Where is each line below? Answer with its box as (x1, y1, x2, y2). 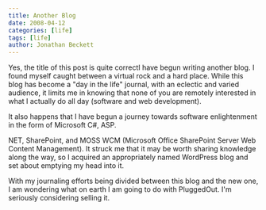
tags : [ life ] (8, 33, 52, 42)
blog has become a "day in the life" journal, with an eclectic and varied (8, 80, 240, 90)
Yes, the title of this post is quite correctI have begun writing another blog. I (8, 63, 255, 72)
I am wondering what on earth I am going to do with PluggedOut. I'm (8, 185, 232, 194)
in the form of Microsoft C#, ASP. (8, 120, 117, 130)
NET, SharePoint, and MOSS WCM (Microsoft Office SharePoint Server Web (8, 136, 256, 145)
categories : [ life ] (8, 26, 73, 34)
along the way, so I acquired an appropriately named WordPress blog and (8, 152, 249, 162)
